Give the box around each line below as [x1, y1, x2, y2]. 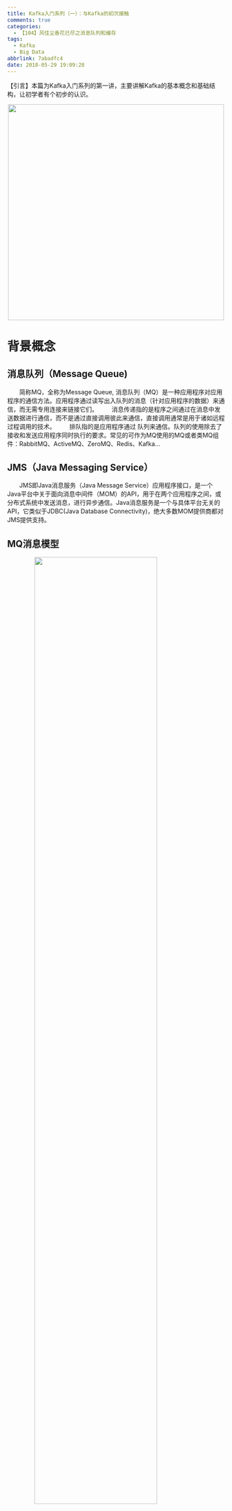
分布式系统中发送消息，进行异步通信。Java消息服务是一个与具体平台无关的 [7, 499, 221, 507]
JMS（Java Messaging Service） [7, 462, 153, 474]
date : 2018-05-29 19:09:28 [7, 61, 85, 68]
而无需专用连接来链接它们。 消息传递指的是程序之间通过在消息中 [19, 405, 215, 413]
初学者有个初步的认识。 [25, 90, 92, 98]
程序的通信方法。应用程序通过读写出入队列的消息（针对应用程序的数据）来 [7, 396, 219, 405]
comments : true [7, 17, 51, 23]
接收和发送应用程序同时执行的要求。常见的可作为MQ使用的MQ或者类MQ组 [7, 431, 220, 439]
